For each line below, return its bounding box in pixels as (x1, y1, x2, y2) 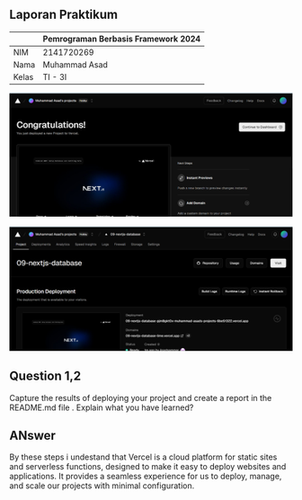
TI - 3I (42, 72, 67, 83)
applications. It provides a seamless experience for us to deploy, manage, (9, 471, 282, 482)
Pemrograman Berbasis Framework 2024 (42, 33, 201, 44)
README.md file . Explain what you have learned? (9, 402, 194, 413)
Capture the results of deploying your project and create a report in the (9, 392, 272, 403)
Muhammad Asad (42, 58, 108, 70)
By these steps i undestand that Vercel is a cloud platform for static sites (9, 451, 278, 462)
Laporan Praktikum (9, 7, 119, 22)
